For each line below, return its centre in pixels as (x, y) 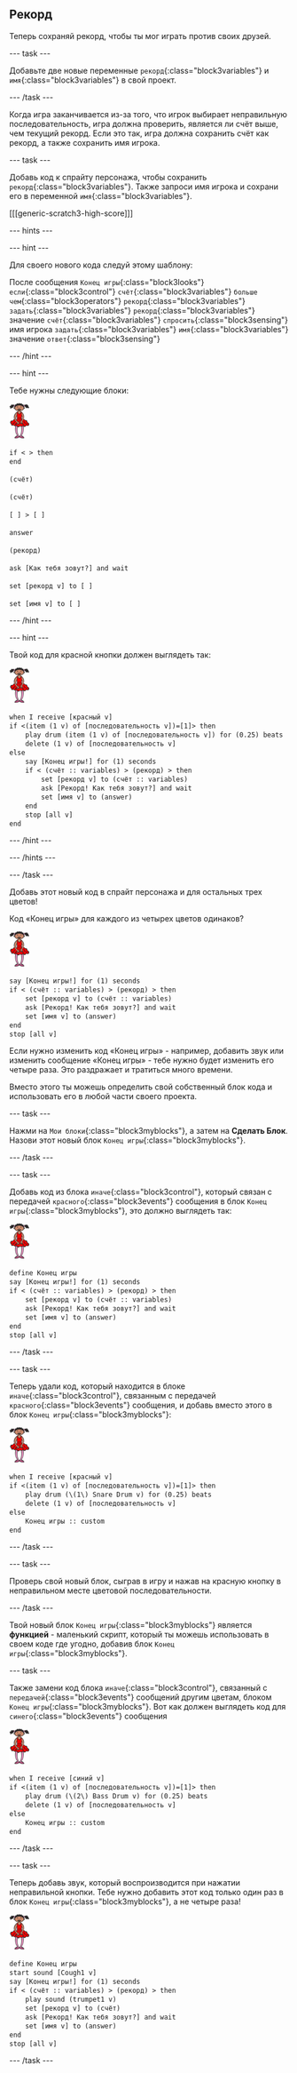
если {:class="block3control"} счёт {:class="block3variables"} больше (133, 291)
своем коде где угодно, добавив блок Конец (92, 1644)
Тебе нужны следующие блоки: (69, 390)
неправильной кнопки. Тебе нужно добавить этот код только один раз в (146, 1892)
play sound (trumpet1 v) (71, 1999)
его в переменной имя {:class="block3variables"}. (101, 195)
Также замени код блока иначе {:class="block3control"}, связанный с (138, 1687)
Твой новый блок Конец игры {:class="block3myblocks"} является (131, 1624)
